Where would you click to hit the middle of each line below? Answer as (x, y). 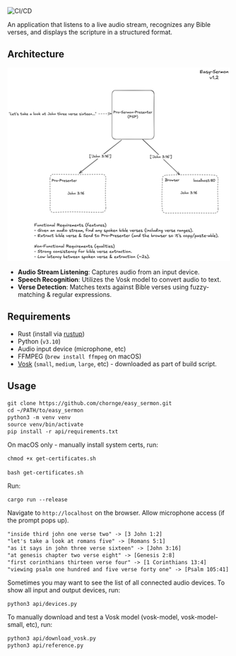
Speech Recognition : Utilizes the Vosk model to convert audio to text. (119, 279)
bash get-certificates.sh (45, 473)
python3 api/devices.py (42, 604)
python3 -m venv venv (39, 417)
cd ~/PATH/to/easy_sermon (45, 410)
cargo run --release (38, 499)
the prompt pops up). (38, 520)
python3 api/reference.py (45, 645)
